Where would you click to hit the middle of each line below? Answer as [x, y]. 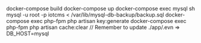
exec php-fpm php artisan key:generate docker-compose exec [109, 21]
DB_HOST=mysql [28, 34]
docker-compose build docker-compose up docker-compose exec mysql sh [101, 9]
